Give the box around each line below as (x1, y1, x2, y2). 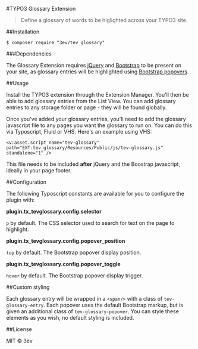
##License (6, 326, 33, 333)
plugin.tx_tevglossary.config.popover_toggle (6, 261, 121, 267)
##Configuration (6, 178, 46, 186)
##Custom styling (6, 283, 50, 291)
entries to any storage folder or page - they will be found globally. (6, 104, 167, 111)
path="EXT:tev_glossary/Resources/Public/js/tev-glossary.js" (6, 145, 164, 151)
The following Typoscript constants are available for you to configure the (6, 190, 184, 197)
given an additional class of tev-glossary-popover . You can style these (6, 308, 180, 315)
